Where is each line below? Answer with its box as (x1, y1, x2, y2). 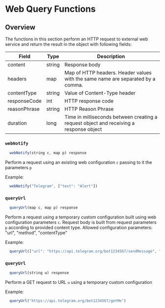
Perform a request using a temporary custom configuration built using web (5, 214, 156, 220)
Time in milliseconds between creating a (64, 114, 158, 120)
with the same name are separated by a (64, 75, 156, 82)
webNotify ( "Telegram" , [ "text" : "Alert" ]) (9, 184, 98, 189)
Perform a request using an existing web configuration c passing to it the (5, 159, 152, 165)
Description (97, 53, 125, 60)
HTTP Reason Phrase (64, 106, 114, 112)
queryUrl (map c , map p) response (9, 205, 78, 210)
